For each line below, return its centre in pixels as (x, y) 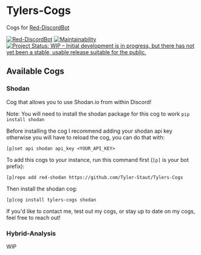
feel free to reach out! (33, 217)
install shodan (26, 119)
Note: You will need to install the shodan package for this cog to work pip (98, 114)
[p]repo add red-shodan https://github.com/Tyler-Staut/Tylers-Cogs (95, 177)
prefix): (15, 166)
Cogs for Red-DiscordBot (38, 27)
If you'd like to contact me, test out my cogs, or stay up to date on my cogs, (101, 211)
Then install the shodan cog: (42, 189)
